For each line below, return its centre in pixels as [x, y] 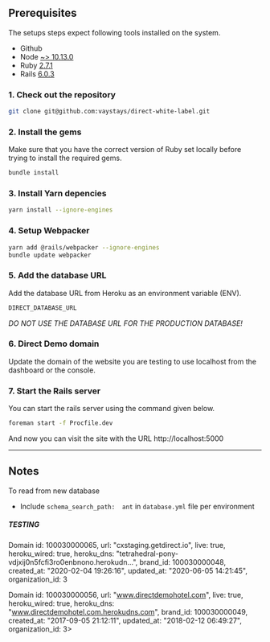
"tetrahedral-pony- [147, 554]
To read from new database [54, 491]
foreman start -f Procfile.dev [61, 423]
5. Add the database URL [57, 275]
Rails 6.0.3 [37, 74]
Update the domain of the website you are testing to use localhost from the [133, 361]
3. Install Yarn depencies [57, 194]
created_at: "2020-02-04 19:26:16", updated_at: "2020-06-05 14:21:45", [128, 570]
